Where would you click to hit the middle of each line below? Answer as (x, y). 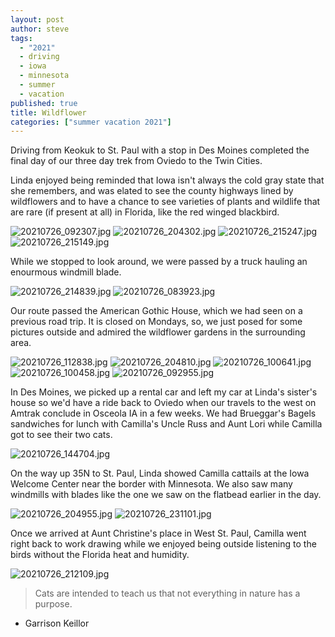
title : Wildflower (48, 112)
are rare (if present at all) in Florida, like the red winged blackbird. (145, 212)
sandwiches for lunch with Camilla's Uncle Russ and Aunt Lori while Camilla (166, 424)
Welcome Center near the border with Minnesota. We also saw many (151, 484)
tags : (21, 38)
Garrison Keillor (57, 623)
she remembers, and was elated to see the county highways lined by (152, 191)
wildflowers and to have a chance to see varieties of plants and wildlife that (165, 202)
